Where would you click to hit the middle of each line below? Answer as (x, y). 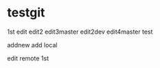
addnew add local (32, 45)
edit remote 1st (28, 58)
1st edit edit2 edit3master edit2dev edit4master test (80, 32)
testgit (26, 13)
